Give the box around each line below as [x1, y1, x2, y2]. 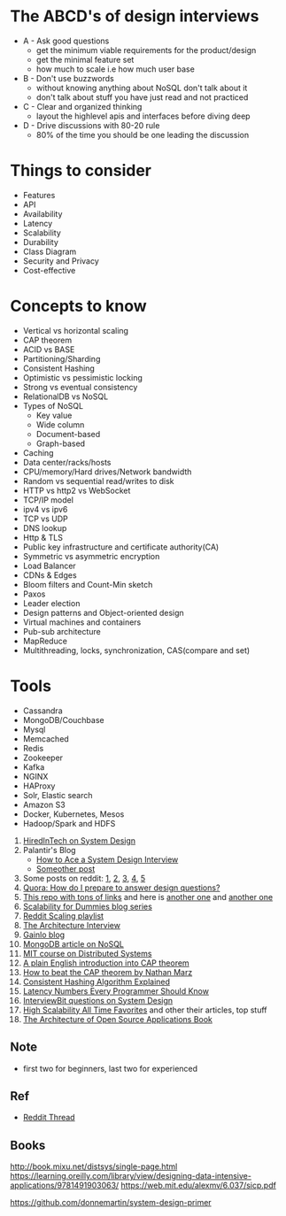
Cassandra [22, 705, 63, 716]
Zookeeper [22, 752, 64, 763]
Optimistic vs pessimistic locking [22, 372, 143, 382]
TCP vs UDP [22, 513, 69, 524]
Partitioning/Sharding [22, 353, 101, 364]
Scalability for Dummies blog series [22, 901, 153, 912]
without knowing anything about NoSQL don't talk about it [35, 82, 248, 93]
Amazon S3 [22, 799, 66, 810]
